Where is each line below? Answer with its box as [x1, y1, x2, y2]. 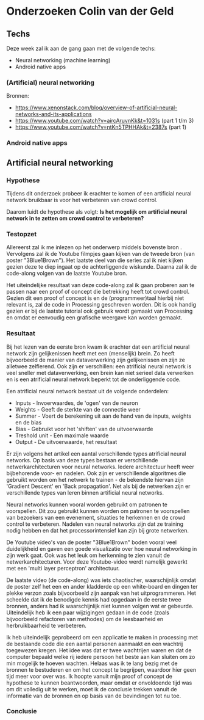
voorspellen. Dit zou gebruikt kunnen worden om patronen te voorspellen [6, 507, 190, 514]
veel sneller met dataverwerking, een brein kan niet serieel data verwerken [6, 369, 194, 376]
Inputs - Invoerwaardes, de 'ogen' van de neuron [15, 399, 138, 407]
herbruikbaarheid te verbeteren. [6, 622, 87, 629]
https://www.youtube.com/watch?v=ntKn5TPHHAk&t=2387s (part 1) [15, 123, 187, 131]
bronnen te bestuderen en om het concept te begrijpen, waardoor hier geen [6, 666, 197, 673]
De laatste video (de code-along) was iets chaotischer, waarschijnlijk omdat [6, 576, 197, 584]
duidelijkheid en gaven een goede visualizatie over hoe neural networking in [6, 545, 197, 552]
